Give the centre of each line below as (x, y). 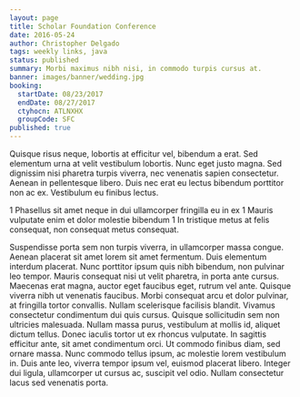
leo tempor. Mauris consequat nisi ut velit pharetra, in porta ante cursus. (145, 276)
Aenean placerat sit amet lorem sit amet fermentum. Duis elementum (138, 257)
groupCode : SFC (46, 119)
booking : (26, 86)
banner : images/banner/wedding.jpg (77, 77)
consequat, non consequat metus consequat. (94, 229)
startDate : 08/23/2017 (60, 94)
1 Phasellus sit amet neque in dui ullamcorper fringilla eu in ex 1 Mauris (141, 210)
